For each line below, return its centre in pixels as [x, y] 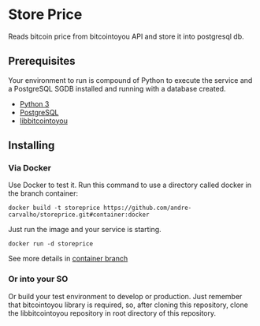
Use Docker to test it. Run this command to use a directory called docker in [130, 185]
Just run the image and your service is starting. [85, 230]
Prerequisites [42, 61]
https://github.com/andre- [148, 208]
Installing [32, 146]
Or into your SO [38, 279]
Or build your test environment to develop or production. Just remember [125, 296]
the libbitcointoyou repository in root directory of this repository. [112, 313]
